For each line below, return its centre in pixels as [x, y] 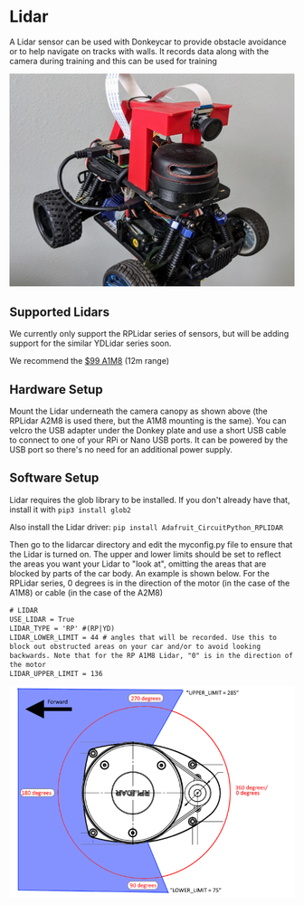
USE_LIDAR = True [42, 619]
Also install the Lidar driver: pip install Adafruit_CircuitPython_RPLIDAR [146, 527]
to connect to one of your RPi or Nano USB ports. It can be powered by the [148, 440]
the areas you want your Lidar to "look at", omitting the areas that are [138, 564]
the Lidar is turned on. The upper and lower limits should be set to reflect [145, 554]
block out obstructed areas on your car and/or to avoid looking [135, 646]
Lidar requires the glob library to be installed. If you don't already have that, [150, 500]
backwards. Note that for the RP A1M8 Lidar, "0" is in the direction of [152, 655]
